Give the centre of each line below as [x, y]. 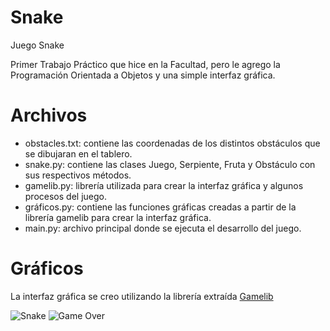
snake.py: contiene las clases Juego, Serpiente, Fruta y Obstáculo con [170, 164]
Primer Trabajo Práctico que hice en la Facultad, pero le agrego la [145, 64]
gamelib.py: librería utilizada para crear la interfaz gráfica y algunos [164, 185]
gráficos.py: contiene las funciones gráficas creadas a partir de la [160, 207]
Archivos [49, 115]
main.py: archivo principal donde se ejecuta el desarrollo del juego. [163, 228]
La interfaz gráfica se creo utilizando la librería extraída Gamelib [142, 296]
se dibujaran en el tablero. [78, 153]
